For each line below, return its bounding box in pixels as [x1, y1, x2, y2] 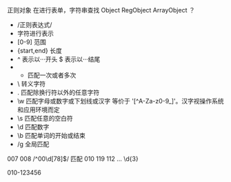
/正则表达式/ [17, 21, 52, 29]
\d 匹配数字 [17, 123, 50, 131]
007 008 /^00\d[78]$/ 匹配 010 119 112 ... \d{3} [7, 154, 139, 163]
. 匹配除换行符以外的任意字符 [17, 88, 100, 97]
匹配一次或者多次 [27, 71, 77, 79]
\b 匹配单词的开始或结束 [17, 132, 86, 139]
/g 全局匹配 [17, 140, 50, 148]
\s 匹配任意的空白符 [17, 114, 74, 122]
